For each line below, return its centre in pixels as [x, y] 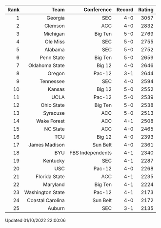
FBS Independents [91, 153]
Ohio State [53, 105]
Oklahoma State [47, 65]
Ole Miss [55, 42]
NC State [54, 129]
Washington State [44, 192]
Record [125, 10]
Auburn [56, 208]
